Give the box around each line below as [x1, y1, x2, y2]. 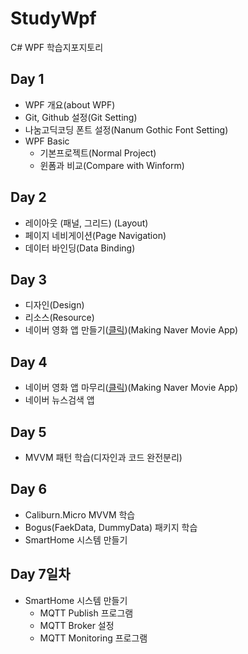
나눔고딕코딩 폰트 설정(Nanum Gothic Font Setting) [24, 123, 229, 136]
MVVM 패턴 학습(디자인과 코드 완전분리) [24, 452, 183, 463]
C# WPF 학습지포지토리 [10, 41, 104, 53]
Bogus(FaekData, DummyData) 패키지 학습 [24, 521, 198, 533]
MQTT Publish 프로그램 [39, 607, 134, 619]
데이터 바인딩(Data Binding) [24, 242, 136, 254]
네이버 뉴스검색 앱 [24, 394, 95, 406]
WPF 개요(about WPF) [24, 98, 116, 111]
